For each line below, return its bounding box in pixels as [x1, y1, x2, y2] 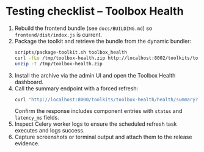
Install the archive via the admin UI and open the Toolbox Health [14, 71, 176, 79]
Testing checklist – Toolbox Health [5, 4, 184, 18]
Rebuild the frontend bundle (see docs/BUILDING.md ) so [14, 24, 153, 32]
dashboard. [14, 78, 44, 85]
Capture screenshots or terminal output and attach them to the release [14, 133, 192, 141]
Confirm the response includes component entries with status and [14, 107, 183, 115]
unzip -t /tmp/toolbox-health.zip [14, 60, 103, 67]
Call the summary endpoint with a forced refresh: [14, 84, 139, 92]
